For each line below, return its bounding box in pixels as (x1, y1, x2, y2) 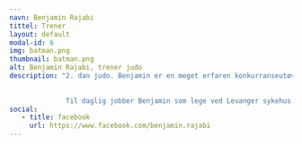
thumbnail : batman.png (9, 55, 94, 64)
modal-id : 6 (9, 38, 54, 47)
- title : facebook (21, 113, 91, 122)
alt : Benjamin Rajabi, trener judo (9, 64, 143, 72)
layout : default (9, 30, 70, 38)
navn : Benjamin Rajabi (9, 13, 94, 22)
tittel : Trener (9, 21, 67, 30)
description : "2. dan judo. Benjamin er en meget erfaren (9, 72, 231, 80)
